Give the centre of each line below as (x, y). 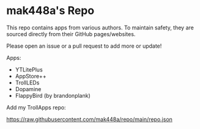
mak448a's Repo (50, 11)
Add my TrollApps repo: (36, 107)
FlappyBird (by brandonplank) (53, 95)
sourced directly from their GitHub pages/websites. (71, 34)
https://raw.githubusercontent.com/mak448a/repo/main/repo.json (90, 119)
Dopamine (28, 89)
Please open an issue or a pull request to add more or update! (84, 46)
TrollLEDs (27, 83)
